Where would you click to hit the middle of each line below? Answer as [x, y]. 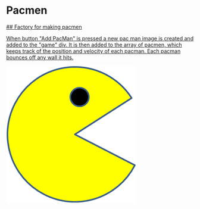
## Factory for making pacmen [44, 27]
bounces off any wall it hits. [40, 57]
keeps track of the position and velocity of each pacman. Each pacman [93, 51]
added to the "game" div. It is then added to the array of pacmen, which [94, 45]
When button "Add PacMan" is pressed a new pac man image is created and [100, 38]
